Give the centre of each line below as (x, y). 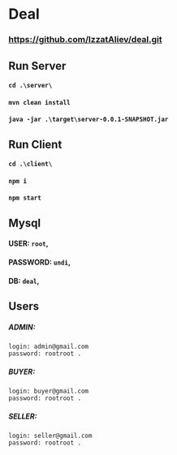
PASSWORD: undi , (40, 262)
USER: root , (28, 243)
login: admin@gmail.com (49, 346)
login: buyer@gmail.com (49, 391)
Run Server (37, 66)
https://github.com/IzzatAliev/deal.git (85, 40)
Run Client (35, 144)
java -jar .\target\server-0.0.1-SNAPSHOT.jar (88, 120)
